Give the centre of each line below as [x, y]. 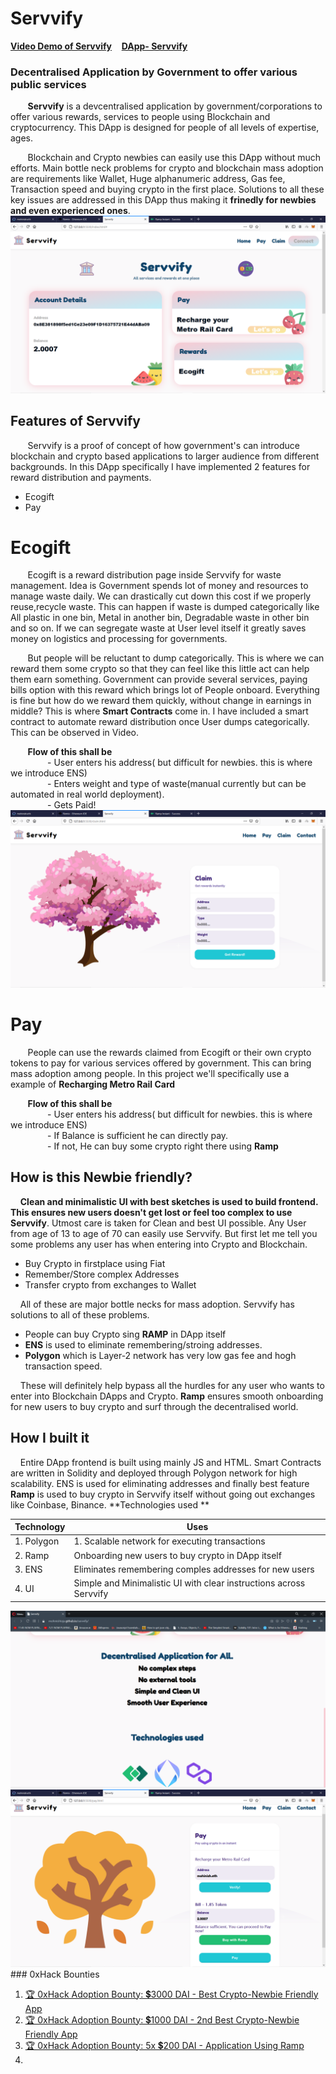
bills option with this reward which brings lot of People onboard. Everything [165, 690]
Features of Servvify [75, 421]
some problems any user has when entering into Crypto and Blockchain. [159, 1244]
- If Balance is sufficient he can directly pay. [138, 1135]
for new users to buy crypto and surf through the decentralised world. [154, 1406]
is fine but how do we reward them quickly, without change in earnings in [161, 701]
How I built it [50, 1438]
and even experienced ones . [70, 211]
